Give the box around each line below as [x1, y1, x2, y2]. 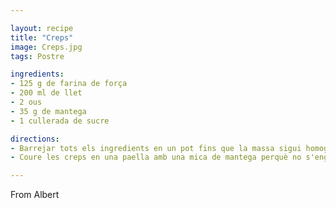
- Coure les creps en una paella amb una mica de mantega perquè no [10, 152, 302, 163]
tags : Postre [10, 51, 65, 61]
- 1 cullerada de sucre [10, 116, 110, 126]
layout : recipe [10, 23, 74, 33]
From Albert [10, 189, 60, 201]
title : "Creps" [10, 32, 74, 43]
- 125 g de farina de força [10, 79, 128, 89]
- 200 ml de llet [10, 88, 83, 98]
